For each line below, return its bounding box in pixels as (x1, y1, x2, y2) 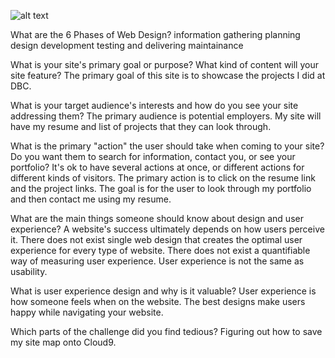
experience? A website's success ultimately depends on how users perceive (10, 223, 325, 235)
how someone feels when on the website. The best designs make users (10, 296, 306, 307)
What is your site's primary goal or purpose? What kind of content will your (10, 59, 319, 70)
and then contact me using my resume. (10, 193, 172, 205)
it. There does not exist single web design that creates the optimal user (10, 234, 303, 245)
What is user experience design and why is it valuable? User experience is (10, 285, 317, 297)
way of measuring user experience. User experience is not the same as (10, 255, 305, 267)
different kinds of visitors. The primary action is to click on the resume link (10, 172, 316, 184)
